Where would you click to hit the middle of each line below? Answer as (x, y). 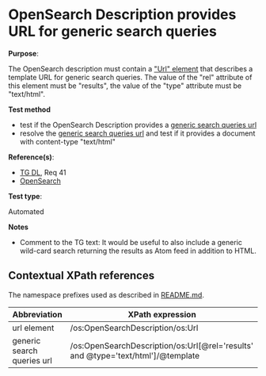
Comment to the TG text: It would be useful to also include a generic (131, 242)
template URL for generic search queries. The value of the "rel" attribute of (130, 77)
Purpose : (24, 53)
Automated (27, 211)
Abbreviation (37, 314)
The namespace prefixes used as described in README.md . (106, 294)
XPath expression (162, 314)
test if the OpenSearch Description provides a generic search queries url (138, 125)
